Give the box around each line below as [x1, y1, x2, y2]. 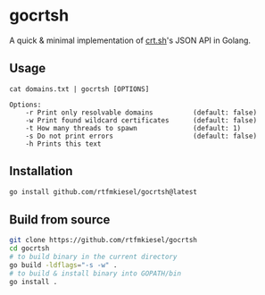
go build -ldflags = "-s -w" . [9, 260, 118, 269]
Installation [9, 164, 73, 179]
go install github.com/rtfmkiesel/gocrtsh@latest [9, 187, 198, 197]
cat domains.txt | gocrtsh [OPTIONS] [9, 84, 150, 94]
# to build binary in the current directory [9, 252, 178, 261]
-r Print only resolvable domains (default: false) [25, 108, 257, 117]
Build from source [9, 212, 111, 227]
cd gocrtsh [9, 244, 50, 253]
